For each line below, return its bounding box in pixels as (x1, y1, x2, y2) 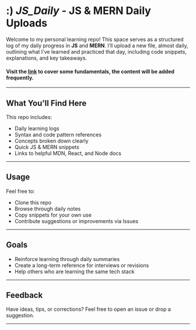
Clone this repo (14, 199, 51, 206)
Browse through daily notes (14, 205, 81, 212)
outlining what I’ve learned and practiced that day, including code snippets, (6, 48, 187, 55)
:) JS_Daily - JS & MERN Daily (6, 4, 152, 18)
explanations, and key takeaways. (6, 54, 87, 61)
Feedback (6, 290, 43, 300)
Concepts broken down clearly (14, 137, 89, 144)
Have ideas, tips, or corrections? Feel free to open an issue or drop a (6, 305, 171, 313)
